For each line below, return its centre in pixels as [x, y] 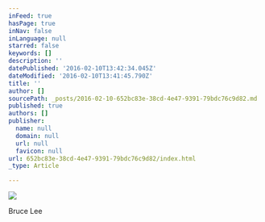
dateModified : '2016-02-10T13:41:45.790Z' [81, 76]
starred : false [34, 46]
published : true [35, 106]
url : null [32, 143]
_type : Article [34, 166]
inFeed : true [30, 16]
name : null [34, 128]
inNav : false [30, 31]
